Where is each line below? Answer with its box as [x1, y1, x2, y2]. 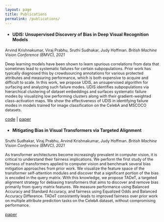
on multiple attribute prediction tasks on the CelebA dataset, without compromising [5, 198, 156, 203]
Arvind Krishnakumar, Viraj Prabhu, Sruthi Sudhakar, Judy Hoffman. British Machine [5, 48, 158, 53]
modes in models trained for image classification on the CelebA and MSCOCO [5, 102, 147, 108]
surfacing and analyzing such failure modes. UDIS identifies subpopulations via [5, 84, 149, 90]
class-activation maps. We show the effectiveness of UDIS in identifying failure [5, 98, 148, 103]
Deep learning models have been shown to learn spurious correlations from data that [5, 61, 159, 67]
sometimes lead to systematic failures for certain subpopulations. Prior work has [5, 66, 151, 71]
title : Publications [5, 12, 47, 17]
